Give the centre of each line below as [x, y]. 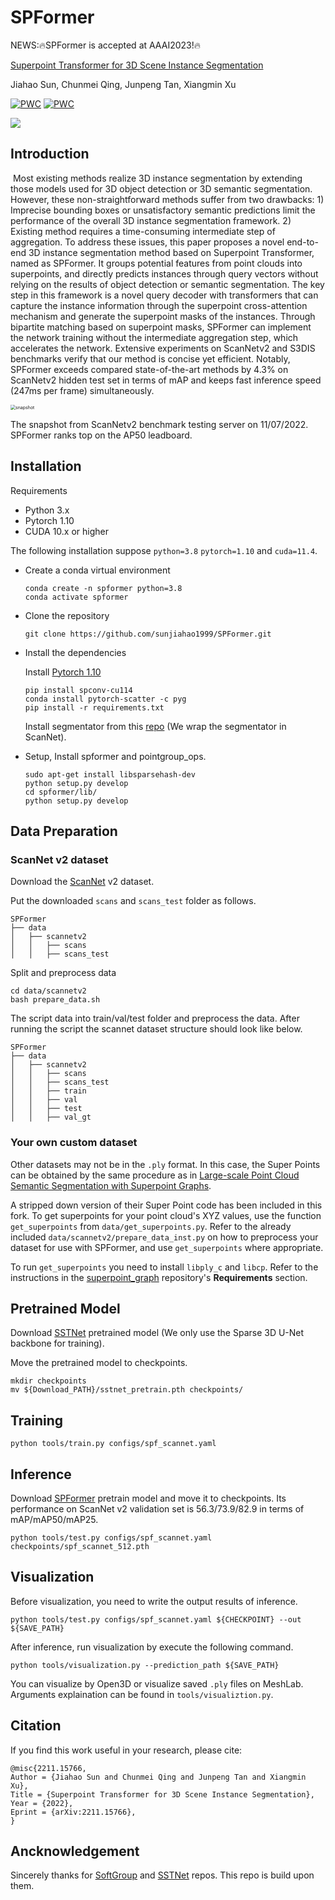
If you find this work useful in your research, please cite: [126, 1750]
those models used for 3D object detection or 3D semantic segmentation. [161, 188]
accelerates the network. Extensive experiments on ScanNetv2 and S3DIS [163, 348]
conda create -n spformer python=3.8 [103, 588]
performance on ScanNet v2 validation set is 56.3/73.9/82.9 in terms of [157, 1508]
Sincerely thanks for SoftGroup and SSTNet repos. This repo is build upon [162, 1875]
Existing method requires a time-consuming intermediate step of [143, 231]
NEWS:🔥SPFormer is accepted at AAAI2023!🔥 [106, 45]
